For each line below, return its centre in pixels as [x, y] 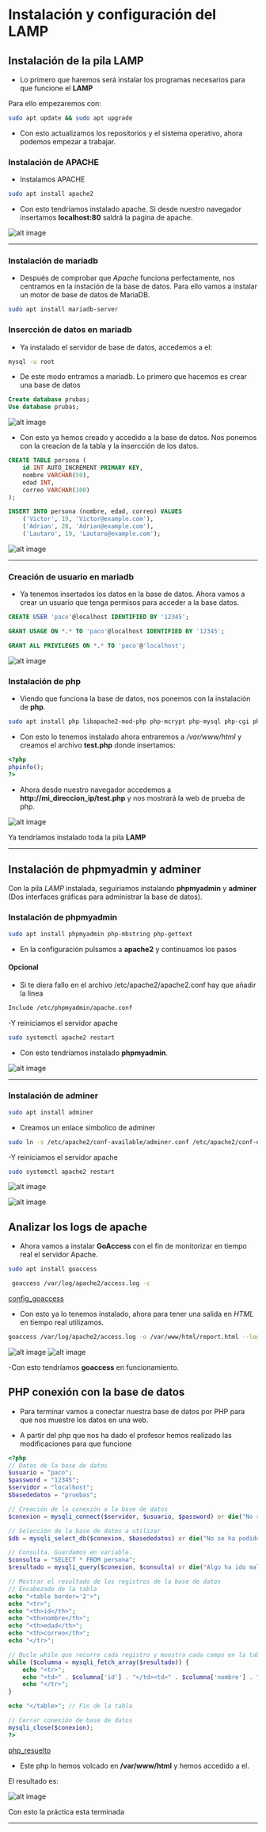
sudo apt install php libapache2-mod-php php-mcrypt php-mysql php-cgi [129, 722]
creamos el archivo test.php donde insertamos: [97, 745]
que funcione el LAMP [56, 88]
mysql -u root [32, 361]
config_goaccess [36, 1298]
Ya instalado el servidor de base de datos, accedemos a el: [116, 347]
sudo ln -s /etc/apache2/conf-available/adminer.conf [99, 1142]
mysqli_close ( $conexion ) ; [51, 1727]
